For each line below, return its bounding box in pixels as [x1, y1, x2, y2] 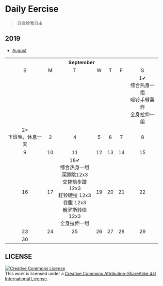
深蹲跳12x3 [61, 171, 88, 178]
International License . [5, 276, 49, 282]
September [68, 59, 95, 66]
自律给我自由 [16, 20, 43, 26]
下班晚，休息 [8, 133, 37, 140]
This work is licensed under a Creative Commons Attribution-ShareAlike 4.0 [5, 270, 156, 276]
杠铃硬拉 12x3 [58, 192, 91, 198]
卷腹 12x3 [63, 199, 86, 206]
